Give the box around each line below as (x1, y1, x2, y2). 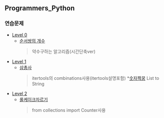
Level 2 (11, 90, 27, 96)
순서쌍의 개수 (19, 38, 45, 44)
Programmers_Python (4, 4, 75, 13)
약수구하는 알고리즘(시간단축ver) (31, 48, 96, 54)
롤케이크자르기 (19, 96, 48, 102)
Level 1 (11, 58, 26, 64)
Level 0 (11, 32, 27, 38)
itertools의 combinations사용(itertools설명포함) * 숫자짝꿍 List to (31, 75, 159, 81)
